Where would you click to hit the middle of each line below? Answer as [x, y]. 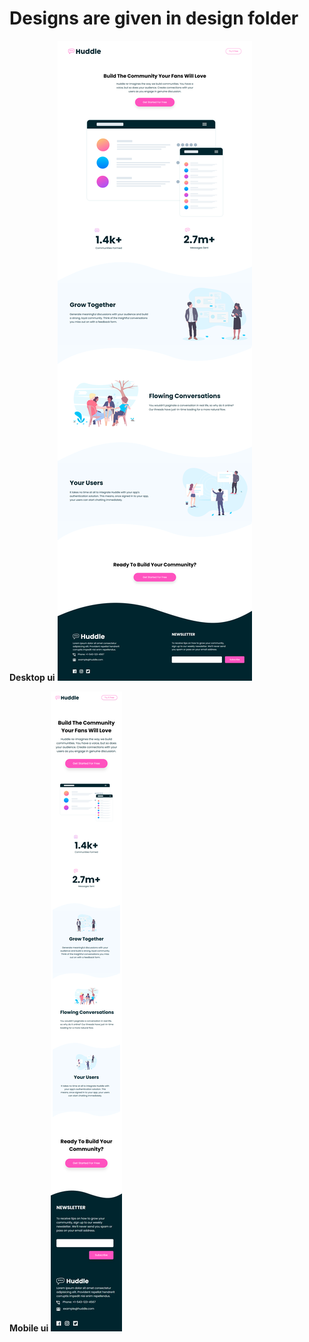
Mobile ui [29, 1328]
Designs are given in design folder [154, 18]
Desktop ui [32, 677]
